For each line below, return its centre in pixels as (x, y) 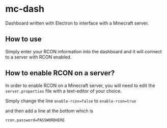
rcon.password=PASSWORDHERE (35, 120)
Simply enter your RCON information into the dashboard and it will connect (83, 51)
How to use (23, 39)
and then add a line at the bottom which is (49, 111)
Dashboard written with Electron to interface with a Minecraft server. (77, 23)
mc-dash (25, 9)
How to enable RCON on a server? (60, 73)
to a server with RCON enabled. (38, 57)
